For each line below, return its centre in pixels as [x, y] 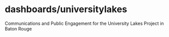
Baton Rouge [18, 28]
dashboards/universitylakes [66, 9]
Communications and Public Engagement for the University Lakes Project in [84, 23]
